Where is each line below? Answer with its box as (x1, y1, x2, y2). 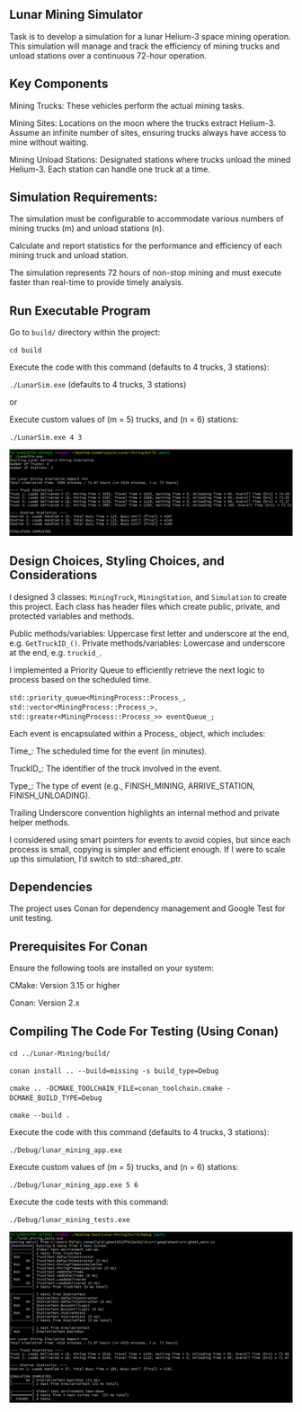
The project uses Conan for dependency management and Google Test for (9, 903, 286, 914)
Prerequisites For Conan (9, 939, 148, 954)
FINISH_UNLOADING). (9, 790, 91, 800)
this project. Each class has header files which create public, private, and (9, 601, 280, 612)
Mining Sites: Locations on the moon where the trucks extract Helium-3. (9, 117, 276, 129)
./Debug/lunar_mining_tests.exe (9, 1216, 130, 1225)
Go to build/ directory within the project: (9, 327, 161, 338)
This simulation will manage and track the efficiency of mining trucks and (9, 40, 280, 51)
